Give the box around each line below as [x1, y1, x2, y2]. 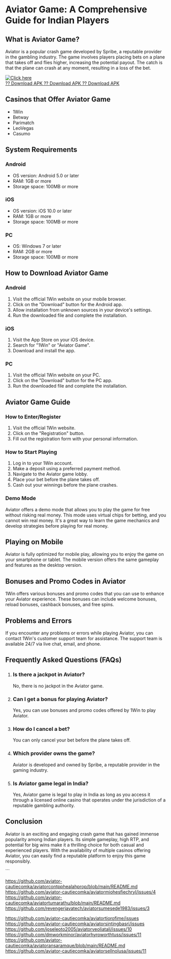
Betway [12, 114, 29, 120]
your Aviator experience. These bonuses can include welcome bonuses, [5, 596, 157, 602]
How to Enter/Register [5, 413, 61, 420]
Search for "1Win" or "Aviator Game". [12, 342, 90, 348]
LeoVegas [12, 125, 34, 131]
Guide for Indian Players [5, 14, 110, 26]
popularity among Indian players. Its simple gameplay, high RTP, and [5, 836, 150, 842]
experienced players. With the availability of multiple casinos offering [5, 847, 151, 853]
